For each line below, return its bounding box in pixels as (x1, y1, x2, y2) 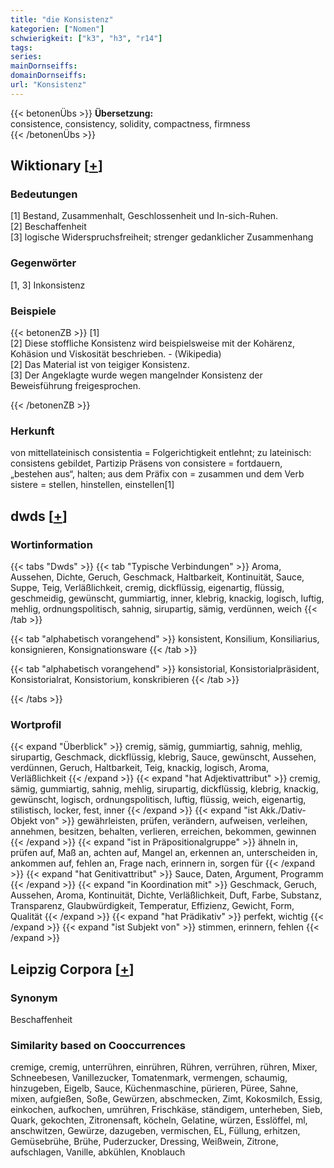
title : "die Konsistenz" (10, 14, 114, 25)
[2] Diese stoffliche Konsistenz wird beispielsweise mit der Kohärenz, (10, 337, 296, 350)
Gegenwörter (10, 256, 77, 270)
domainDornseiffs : (10, 71, 87, 81)
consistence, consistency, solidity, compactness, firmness (10, 117, 251, 130)
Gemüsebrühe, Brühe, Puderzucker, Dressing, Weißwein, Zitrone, (10, 1136, 279, 1148)
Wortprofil (10, 717, 62, 731)
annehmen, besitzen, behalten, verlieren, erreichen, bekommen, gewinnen (10, 826, 317, 838)
